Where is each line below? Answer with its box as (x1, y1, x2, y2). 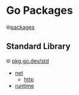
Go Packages (6, 4, 73, 17)
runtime (14, 82, 35, 89)
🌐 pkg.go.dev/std (6, 57, 49, 64)
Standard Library (6, 41, 71, 52)
